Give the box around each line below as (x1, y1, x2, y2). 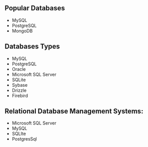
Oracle (11, 66, 26, 72)
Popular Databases (4, 4, 65, 12)
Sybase (11, 82, 28, 88)
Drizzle (11, 87, 27, 93)
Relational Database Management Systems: (4, 107, 144, 116)
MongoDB (11, 27, 33, 34)
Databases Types (4, 42, 60, 51)
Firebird (11, 92, 28, 99)
